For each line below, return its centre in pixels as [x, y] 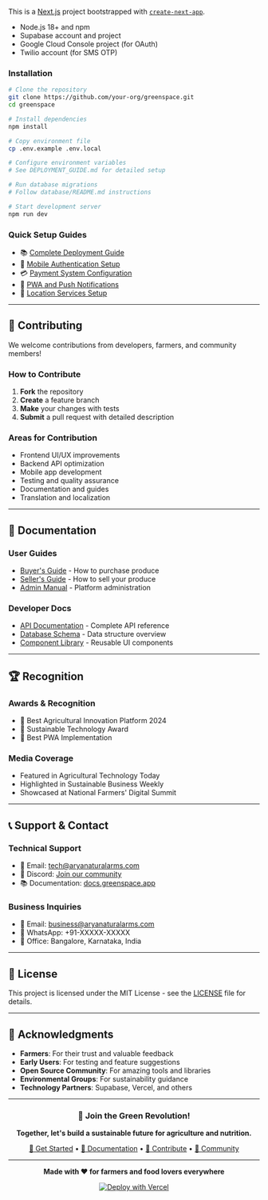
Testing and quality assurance [69, 481]
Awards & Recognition [52, 703]
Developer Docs [40, 608]
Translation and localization [65, 498]
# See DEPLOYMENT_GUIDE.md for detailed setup [87, 170]
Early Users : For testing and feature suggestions [100, 1062]
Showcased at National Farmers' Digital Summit [98, 793]
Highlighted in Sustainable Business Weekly [92, 784]
